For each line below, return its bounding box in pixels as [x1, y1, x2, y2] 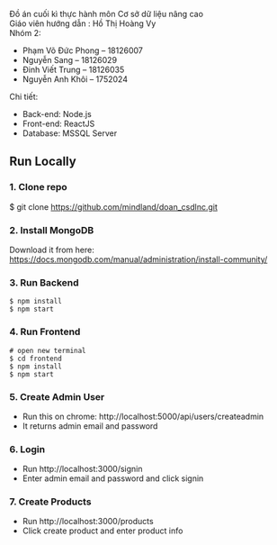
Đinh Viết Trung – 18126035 [22, 64, 125, 75]
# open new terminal [9, 346, 87, 355]
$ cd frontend [9, 354, 63, 363]
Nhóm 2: [9, 28, 41, 38]
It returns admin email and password [22, 420, 158, 431]
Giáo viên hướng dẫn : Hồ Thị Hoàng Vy [9, 18, 156, 29]
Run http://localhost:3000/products [22, 516, 155, 527]
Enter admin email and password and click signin [22, 473, 204, 484]
